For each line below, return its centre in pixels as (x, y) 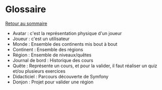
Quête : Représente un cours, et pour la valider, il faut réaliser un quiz (85, 66)
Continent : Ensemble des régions (48, 49)
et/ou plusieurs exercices (39, 71)
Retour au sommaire (26, 23)
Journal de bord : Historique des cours (53, 60)
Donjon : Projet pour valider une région (53, 82)
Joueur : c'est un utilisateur (41, 39)
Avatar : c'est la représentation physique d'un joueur (67, 33)
